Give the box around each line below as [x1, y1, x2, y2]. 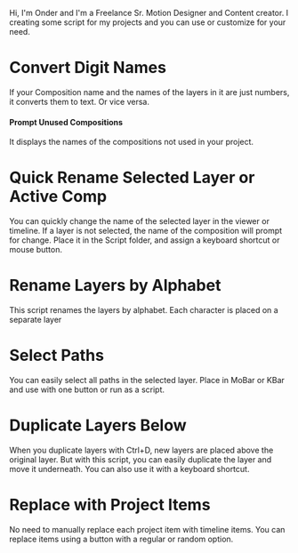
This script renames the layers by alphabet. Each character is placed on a [9, 305, 278, 316]
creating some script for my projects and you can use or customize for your [9, 17, 286, 28]
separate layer [9, 315, 62, 325]
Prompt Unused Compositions [9, 116, 123, 127]
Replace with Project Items [9, 495, 211, 515]
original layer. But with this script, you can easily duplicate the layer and [9, 453, 272, 465]
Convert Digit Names [9, 58, 167, 78]
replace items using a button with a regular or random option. [9, 533, 234, 544]
